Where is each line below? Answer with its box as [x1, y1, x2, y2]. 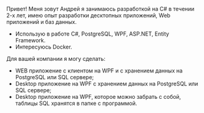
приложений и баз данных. [6, 18, 77, 25]
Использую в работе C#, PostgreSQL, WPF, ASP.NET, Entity [15, 30, 170, 37]
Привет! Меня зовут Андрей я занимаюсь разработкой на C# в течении [6, 6, 195, 12]
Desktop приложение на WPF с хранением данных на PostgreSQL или [15, 80, 198, 87]
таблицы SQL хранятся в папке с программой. [15, 99, 137, 107]
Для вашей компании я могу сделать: [6, 55, 106, 62]
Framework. [15, 37, 46, 44]
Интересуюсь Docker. [15, 43, 72, 50]
